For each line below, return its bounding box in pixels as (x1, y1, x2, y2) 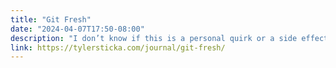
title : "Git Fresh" (10, 14, 92, 25)
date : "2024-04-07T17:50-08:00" (10, 24, 145, 34)
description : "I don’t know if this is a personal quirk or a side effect (10, 33, 329, 43)
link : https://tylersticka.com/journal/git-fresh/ (10, 42, 226, 53)
